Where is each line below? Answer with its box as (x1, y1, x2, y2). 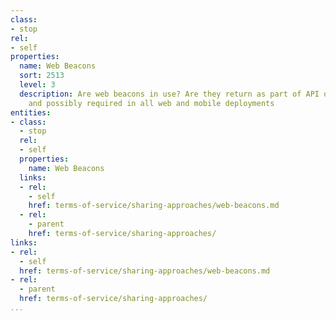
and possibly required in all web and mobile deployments (28, 98, 275, 108)
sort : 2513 (19, 71, 65, 81)
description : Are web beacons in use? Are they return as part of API (19, 89, 320, 99)
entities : (10, 107, 52, 118)
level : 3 (19, 80, 56, 90)
